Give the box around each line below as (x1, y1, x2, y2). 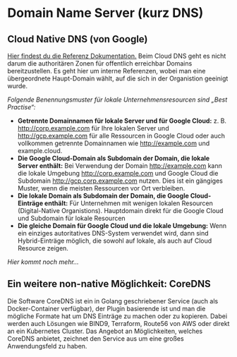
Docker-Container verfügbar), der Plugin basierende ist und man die (7, 304, 206, 313)
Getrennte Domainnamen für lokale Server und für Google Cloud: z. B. (17, 116, 227, 125)
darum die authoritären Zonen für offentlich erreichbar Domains (7, 59, 193, 68)
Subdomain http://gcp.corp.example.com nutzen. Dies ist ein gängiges (17, 176, 224, 185)
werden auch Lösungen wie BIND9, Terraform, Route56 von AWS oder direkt (7, 319, 230, 327)
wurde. (7, 82, 28, 90)
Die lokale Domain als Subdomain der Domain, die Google (17, 192, 189, 200)
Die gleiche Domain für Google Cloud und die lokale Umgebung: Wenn (17, 222, 227, 230)
